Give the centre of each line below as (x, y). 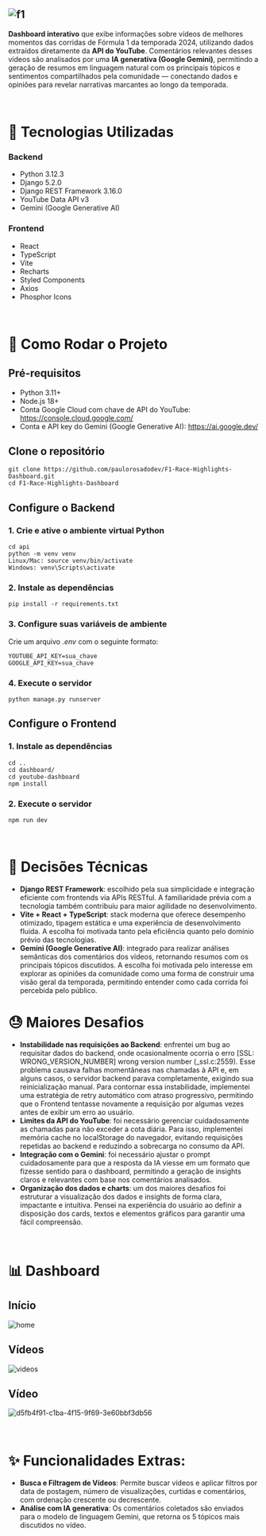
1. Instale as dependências (60, 747)
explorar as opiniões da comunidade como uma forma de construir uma (137, 973)
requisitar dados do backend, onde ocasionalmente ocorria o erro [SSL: (137, 1053)
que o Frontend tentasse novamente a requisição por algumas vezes (132, 1104)
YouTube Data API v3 (54, 200)
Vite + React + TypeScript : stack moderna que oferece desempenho (133, 914)
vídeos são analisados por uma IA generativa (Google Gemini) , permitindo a (133, 59)
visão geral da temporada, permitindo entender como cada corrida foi (134, 982)
